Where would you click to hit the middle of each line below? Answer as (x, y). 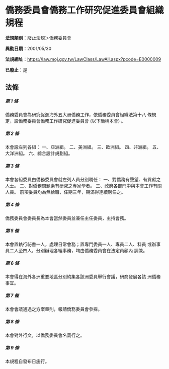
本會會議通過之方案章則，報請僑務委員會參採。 (54, 309)
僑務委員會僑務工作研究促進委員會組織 (85, 10)
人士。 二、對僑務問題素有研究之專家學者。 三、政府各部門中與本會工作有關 (83, 186)
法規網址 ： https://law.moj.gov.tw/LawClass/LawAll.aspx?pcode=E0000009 (83, 59)
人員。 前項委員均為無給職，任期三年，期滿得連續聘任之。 (65, 192)
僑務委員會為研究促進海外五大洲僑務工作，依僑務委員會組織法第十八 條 (78, 115)
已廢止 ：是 (16, 70)
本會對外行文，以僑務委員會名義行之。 (45, 335)
